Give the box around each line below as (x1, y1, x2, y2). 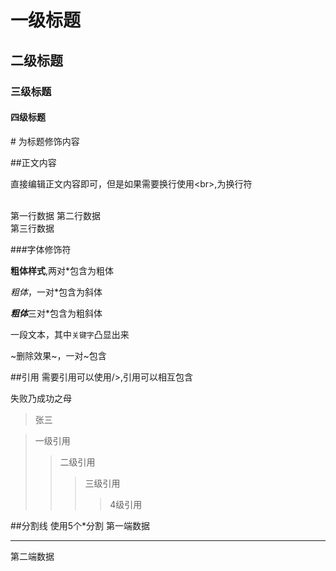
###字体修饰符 (10, 243, 72, 255)
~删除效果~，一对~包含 (10, 349, 107, 361)
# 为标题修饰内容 (10, 135, 80, 147)
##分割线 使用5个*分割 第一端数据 (10, 519, 150, 531)
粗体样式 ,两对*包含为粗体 (10, 264, 115, 276)
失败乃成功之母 (10, 392, 72, 404)
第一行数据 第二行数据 (10, 209, 101, 221)
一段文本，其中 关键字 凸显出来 (10, 328, 130, 340)
